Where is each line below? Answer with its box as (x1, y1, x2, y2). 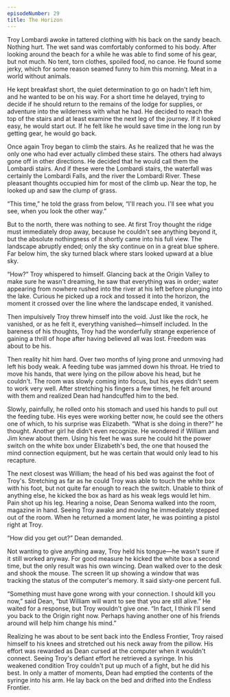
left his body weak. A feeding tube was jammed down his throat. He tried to (7, 362, 220, 370)
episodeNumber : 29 (7, 10, 60, 17)
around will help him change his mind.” (7, 619, 117, 627)
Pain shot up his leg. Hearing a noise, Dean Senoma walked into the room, (7, 498, 217, 507)
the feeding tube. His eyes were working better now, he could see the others (7, 412, 224, 420)
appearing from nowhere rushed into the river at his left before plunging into (7, 285, 223, 293)
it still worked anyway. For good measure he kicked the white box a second (7, 554, 220, 562)
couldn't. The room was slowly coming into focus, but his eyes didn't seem (7, 377, 219, 385)
